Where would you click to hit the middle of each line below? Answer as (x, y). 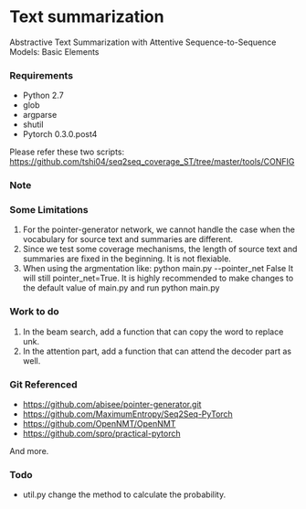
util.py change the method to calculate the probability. (124, 494)
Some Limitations (49, 210)
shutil (33, 124)
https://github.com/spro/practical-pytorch (101, 434)
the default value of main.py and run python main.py (121, 288)
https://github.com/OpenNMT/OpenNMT (99, 424)
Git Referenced (43, 384)
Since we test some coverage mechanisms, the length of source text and (160, 249)
